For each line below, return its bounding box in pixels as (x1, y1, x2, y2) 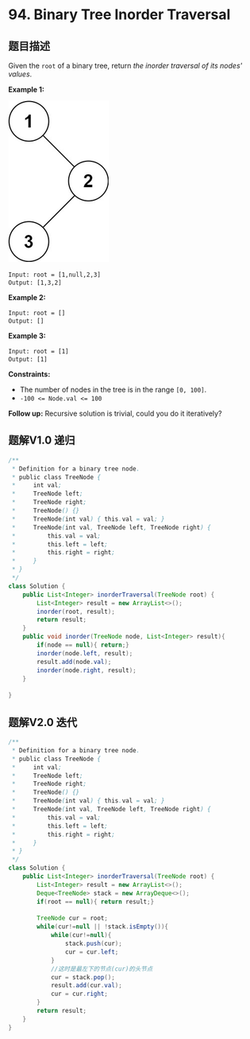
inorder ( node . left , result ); (37, 649, 133, 658)
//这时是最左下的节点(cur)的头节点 (50, 965, 153, 973)
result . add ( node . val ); (37, 658, 112, 666)
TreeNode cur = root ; (37, 914, 109, 923)
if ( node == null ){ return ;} (37, 641, 129, 650)
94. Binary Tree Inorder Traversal (8, 6, 231, 24)
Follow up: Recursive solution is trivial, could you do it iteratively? (8, 408, 222, 418)
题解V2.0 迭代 (8, 715, 78, 729)
